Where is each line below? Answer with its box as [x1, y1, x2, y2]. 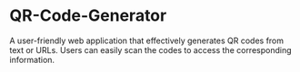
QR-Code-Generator [9, 5, 167, 26]
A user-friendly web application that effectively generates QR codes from [9, 35, 285, 46]
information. [9, 54, 55, 65]
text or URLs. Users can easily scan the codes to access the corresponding [9, 44, 293, 55]
